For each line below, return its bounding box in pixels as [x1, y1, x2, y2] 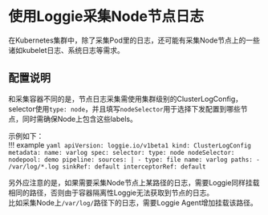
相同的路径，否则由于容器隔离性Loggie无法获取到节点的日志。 [8, 188, 214, 197]
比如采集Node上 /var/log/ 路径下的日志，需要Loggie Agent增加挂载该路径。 [8, 197, 258, 207]
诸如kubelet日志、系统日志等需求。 [8, 45, 124, 55]
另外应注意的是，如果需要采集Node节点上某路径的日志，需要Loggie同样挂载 [8, 177, 260, 187]
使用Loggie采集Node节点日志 [8, 7, 205, 26]
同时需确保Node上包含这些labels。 [22, 114, 138, 124]
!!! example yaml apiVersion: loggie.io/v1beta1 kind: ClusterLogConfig [8, 140, 251, 149]
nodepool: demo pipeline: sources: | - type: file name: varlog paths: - [8, 156, 261, 164]
